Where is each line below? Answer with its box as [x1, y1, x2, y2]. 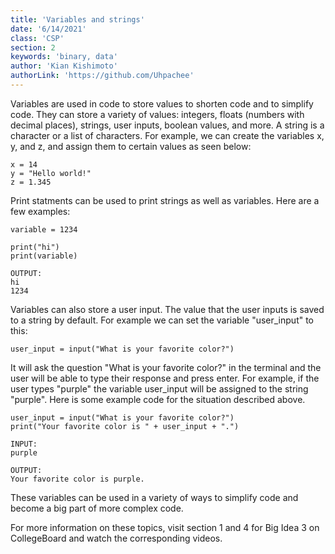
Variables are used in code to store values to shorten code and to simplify [10, 97, 314, 110]
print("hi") [10, 242, 60, 252]
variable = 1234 [10, 224, 78, 235]
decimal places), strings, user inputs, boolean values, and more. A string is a [10, 119, 325, 131]
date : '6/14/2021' [10, 24, 87, 34]
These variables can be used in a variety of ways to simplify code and [10, 491, 299, 503]
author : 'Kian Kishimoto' [10, 61, 118, 71]
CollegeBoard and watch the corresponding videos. [10, 532, 223, 544]
